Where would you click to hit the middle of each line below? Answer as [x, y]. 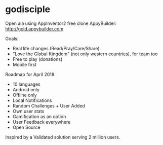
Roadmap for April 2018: [30, 74]
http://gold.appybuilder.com [34, 28]
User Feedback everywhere [42, 122]
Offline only [25, 95]
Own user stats [28, 111]
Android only [26, 89]
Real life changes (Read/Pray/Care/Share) [56, 48]
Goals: [12, 39]
